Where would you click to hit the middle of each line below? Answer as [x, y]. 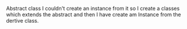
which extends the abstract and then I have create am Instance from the [94, 14]
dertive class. [22, 21]
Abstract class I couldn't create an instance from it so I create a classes [93, 8]
